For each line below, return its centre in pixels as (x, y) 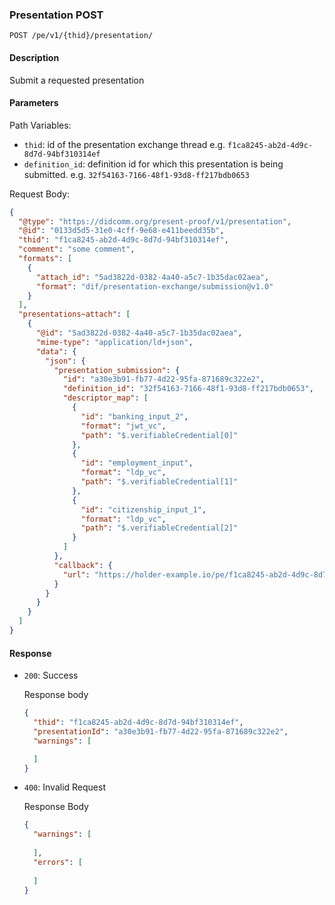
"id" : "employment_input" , (137, 463)
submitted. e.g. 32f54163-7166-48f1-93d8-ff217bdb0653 (136, 174)
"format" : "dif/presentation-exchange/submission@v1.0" (154, 286)
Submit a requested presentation (77, 80)
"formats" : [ (45, 259)
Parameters (34, 103)
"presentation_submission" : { (117, 370)
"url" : (76, 574)
